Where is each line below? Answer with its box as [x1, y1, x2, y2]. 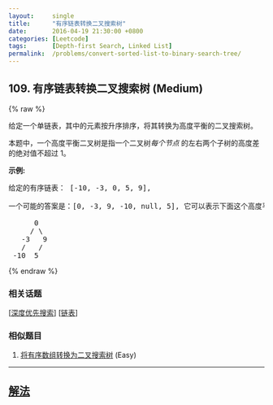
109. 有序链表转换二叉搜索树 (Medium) [8, 82, 203, 96]
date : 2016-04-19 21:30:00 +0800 [8, 27, 144, 35]
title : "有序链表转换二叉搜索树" [8, 20, 127, 28]
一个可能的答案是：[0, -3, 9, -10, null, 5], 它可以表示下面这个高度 [8, 201, 262, 211]
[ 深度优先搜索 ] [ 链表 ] [8, 308, 79, 318]
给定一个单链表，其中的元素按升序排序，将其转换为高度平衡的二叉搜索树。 [8, 120, 258, 130]
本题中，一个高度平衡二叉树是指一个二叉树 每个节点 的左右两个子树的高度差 [8, 137, 260, 147]
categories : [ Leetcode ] [8, 34, 89, 43]
